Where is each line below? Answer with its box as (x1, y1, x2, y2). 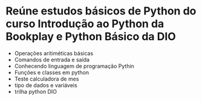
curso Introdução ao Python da (5, 17, 165, 31)
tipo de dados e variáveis (14, 81, 77, 88)
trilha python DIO (14, 88, 57, 95)
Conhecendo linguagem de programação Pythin (14, 62, 134, 70)
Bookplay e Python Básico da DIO (5, 30, 176, 43)
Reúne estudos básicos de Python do (5, 4, 197, 18)
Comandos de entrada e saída (14, 56, 90, 63)
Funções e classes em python (14, 69, 89, 76)
